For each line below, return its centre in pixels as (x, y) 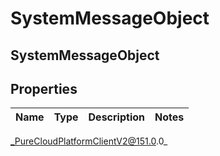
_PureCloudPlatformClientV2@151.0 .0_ (89, 141)
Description (116, 117)
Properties (44, 88)
